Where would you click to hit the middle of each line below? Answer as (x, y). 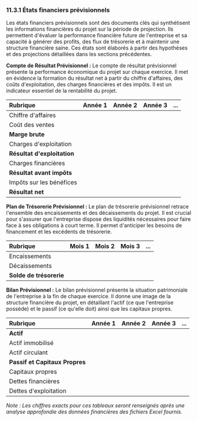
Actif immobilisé (32, 343)
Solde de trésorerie (37, 276)
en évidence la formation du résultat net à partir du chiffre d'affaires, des (95, 78)
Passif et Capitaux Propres (47, 362)
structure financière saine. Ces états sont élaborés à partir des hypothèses (97, 48)
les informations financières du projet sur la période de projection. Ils (90, 29)
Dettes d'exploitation (38, 391)
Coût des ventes (32, 125)
